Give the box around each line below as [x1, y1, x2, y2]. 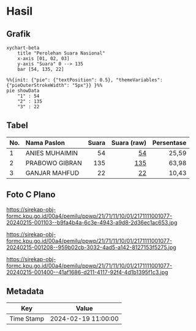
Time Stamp [9, 314, 45, 323]
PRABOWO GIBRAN [25, 158, 82, 167]
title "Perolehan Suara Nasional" [17, 50, 105, 56]
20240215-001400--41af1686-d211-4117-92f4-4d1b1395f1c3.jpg [6, 268, 168, 276]
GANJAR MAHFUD [25, 168, 80, 177]
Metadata [6, 286, 44, 297]
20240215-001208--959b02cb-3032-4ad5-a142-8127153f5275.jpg [6, 244, 176, 251]
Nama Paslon [25, 138, 66, 147]
